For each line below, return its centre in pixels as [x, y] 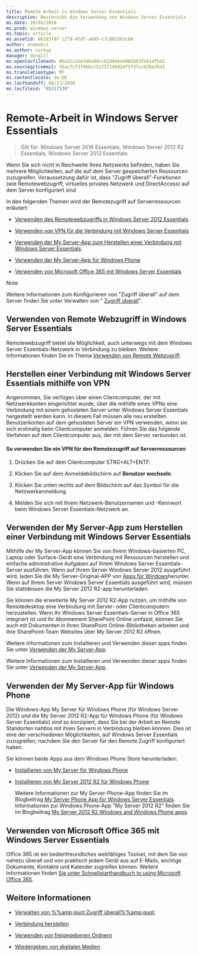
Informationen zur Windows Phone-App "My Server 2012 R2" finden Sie [102, 806]
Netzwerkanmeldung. [41, 491]
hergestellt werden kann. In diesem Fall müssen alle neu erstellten [86, 416]
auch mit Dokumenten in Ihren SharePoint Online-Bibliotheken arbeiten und [98, 625]
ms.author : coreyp [29, 50]
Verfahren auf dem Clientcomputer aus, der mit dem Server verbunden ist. [97, 435]
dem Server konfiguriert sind [41, 190]
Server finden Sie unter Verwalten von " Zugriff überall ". [74, 300]
